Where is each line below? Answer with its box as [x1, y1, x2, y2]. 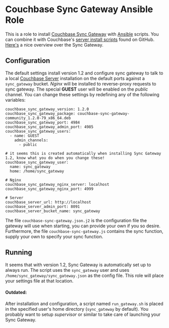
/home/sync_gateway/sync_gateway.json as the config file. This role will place [5, 272, 164, 278]
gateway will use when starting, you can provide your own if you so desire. [5, 223, 160, 229]
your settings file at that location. [5, 277, 74, 284]
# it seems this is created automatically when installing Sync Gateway [5, 151, 161, 156]
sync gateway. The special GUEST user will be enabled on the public [5, 86, 148, 92]
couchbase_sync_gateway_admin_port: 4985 [5, 124, 94, 130]
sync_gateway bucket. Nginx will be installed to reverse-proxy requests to [5, 80, 156, 87]
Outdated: [5, 290, 27, 296]
